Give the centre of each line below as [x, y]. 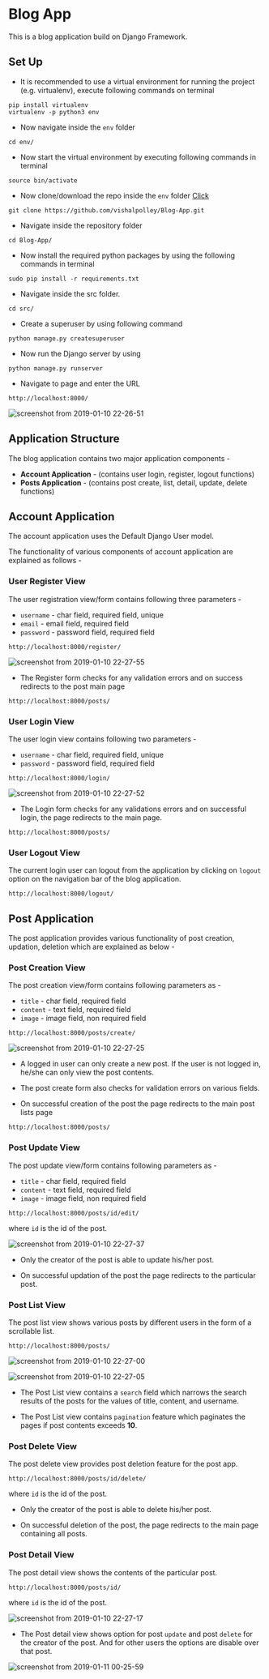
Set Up [26, 62]
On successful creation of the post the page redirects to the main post [137, 1104]
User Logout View [45, 852]
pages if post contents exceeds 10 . [79, 1425]
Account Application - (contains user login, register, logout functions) [137, 474]
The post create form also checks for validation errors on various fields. [140, 1088]
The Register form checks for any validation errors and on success [131, 677]
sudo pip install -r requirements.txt [74, 279]
